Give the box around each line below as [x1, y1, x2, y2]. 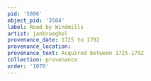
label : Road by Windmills [7, 23, 84, 30]
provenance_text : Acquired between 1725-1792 [7, 50, 144, 57]
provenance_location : [7, 43, 72, 50]
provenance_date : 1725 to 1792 [7, 37, 100, 44]
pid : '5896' [7, 10, 43, 18]
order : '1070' [7, 63, 50, 70]
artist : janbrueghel [7, 30, 69, 37]
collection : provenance [7, 56, 78, 63]
